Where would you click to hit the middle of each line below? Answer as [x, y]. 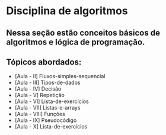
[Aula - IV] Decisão [38, 89]
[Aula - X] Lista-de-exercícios [51, 127]
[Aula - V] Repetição [40, 95]
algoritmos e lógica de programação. [76, 42]
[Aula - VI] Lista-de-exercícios [52, 101]
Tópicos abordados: [44, 62]
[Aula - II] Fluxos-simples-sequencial [60, 76]
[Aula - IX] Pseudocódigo [46, 120]
